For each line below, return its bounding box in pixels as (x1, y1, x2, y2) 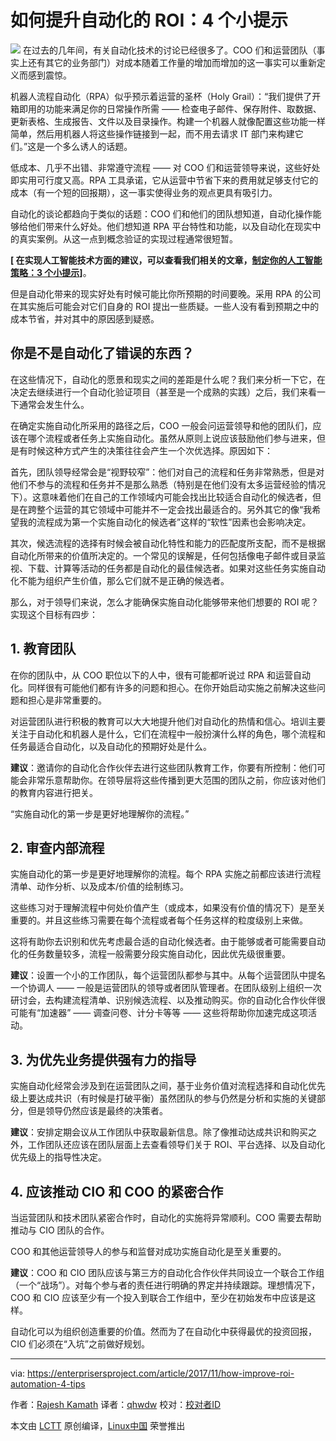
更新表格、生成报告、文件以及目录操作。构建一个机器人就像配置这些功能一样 (10, 115, 326, 127)
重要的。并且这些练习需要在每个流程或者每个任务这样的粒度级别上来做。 (10, 914, 308, 926)
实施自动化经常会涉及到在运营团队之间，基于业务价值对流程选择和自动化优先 (10, 1080, 326, 1092)
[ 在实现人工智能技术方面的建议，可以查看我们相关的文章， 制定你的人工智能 (10, 254, 323, 266)
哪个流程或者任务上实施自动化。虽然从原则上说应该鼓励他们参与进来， (27, 432, 317, 444)
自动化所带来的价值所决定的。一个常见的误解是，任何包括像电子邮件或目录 (10, 549, 317, 561)
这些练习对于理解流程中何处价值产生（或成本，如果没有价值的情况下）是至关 (10, 902, 326, 914)
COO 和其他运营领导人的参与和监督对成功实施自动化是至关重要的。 (10, 1246, 287, 1257)
